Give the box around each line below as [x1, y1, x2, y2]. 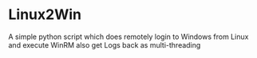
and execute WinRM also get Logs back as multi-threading [8, 40, 201, 49]
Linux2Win [8, 6, 82, 24]
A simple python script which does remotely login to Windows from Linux [8, 32, 249, 41]
